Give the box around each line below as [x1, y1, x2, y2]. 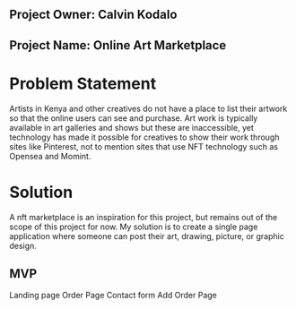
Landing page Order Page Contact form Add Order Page [9, 290, 217, 301]
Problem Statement [9, 73, 157, 93]
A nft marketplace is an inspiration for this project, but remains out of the [9, 211, 278, 222]
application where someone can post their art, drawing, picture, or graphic [9, 230, 284, 241]
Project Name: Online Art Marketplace [9, 38, 227, 53]
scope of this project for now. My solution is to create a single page [9, 221, 258, 232]
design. [9, 240, 38, 251]
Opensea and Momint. [9, 150, 91, 161]
